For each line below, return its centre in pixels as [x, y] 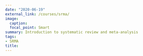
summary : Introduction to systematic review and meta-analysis [72, 32]
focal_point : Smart [30, 28]
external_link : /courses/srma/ [37, 14]
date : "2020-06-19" [25, 9]
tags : [11, 37]
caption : [19, 23]
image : [12, 19]
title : [12, 46]
